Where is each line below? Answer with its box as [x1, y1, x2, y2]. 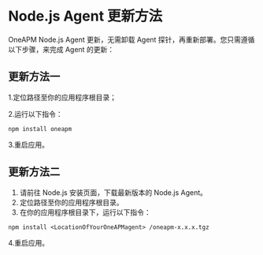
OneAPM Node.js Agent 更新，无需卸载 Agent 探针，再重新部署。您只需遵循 [8, 35, 255, 44]
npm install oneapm [8, 125, 72, 133]
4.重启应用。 [8, 238, 50, 247]
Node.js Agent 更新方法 [8, 7, 163, 25]
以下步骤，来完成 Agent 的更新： [8, 44, 115, 54]
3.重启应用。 [8, 140, 50, 149]
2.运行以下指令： [8, 109, 63, 118]
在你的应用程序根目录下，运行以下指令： [19, 207, 151, 217]
